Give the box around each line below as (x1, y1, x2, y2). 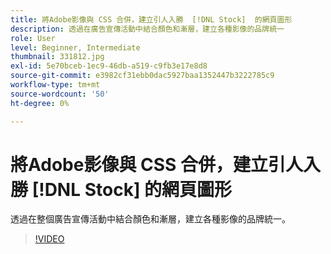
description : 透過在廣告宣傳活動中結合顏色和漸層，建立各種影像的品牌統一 (10, 24, 285, 34)
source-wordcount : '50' (10, 89, 110, 99)
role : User (10, 33, 56, 43)
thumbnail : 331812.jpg (10, 52, 105, 62)
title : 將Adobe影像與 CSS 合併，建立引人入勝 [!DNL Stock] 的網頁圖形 (10, 14, 293, 25)
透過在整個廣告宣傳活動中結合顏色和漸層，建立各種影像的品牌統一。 (10, 213, 291, 225)
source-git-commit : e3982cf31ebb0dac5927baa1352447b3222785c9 (10, 71, 275, 81)
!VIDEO (34, 233, 65, 245)
